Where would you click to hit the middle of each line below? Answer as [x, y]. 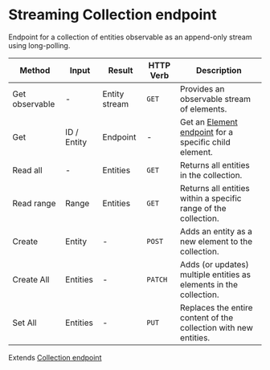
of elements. [203, 108]
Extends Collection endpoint [55, 357]
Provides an [202, 88]
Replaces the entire [216, 307]
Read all [27, 170]
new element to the [216, 241]
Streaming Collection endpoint [112, 15]
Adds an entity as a [216, 231]
